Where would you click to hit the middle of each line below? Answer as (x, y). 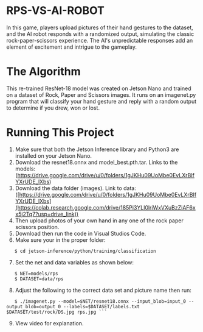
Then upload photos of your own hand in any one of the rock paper (99, 221)
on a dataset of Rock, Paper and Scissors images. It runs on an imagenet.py (101, 94)
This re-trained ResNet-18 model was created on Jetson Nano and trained (99, 88)
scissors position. (37, 227)
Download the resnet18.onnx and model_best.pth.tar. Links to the (96, 162)
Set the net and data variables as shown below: (74, 262)
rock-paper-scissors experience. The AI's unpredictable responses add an (100, 40)
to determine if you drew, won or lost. (53, 108)
